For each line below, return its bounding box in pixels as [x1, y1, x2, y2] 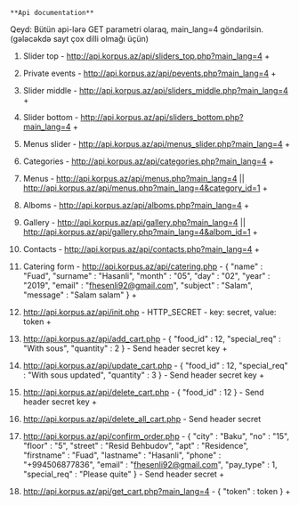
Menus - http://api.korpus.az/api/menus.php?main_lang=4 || [22, 174, 246, 183]
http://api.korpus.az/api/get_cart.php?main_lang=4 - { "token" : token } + [22, 486, 291, 496]
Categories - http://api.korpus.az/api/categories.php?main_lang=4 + [22, 156, 274, 167]
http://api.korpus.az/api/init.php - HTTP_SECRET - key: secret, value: [22, 307, 277, 317]
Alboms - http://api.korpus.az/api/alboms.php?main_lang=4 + [22, 200, 250, 210]
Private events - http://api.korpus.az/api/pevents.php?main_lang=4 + [22, 68, 277, 78]
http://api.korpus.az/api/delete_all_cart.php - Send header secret [22, 414, 262, 424]
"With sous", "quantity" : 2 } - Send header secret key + [22, 343, 228, 354]
